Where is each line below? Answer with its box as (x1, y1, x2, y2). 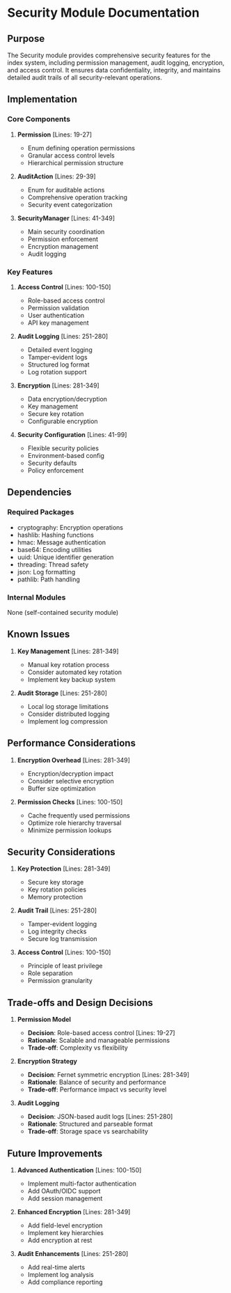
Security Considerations (7, 846, 116, 858)
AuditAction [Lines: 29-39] (17, 172, 96, 181)
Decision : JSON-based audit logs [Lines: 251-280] (27, 1112, 173, 1121)
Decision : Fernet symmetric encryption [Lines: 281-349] (27, 1071, 190, 1079)
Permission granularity (27, 977, 93, 985)
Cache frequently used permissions (27, 811, 131, 820)
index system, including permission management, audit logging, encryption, (7, 59, 225, 67)
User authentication (27, 311, 85, 319)
